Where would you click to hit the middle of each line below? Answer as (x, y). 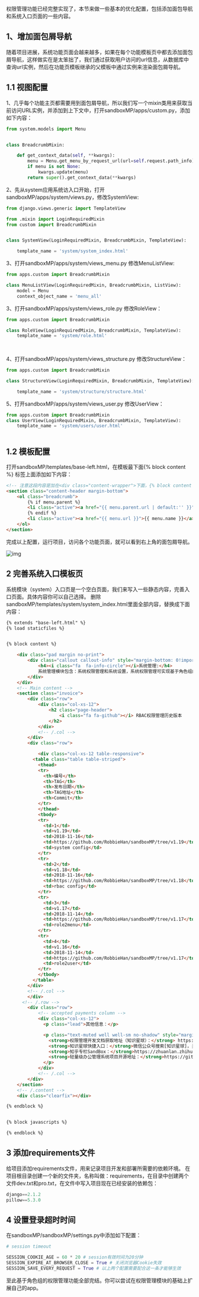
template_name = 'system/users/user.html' (70, 426)
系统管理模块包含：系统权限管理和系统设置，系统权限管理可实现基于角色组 (115, 671)
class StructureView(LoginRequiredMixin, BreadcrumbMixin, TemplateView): (100, 381)
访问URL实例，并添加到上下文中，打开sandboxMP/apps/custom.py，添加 (101, 110)
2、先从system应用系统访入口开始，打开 (56, 189)
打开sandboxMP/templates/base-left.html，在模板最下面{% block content (96, 467)
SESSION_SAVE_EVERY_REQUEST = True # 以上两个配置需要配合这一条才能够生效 (94, 1269)
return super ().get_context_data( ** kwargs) (82, 177)
